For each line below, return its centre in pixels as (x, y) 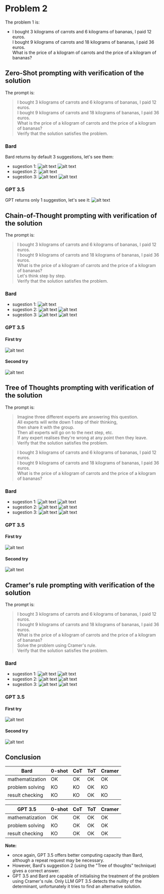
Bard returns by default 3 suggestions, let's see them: (59, 157)
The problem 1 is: (23, 22)
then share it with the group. (46, 427)
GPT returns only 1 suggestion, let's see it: (48, 200)
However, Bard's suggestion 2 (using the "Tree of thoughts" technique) (84, 866)
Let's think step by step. (41, 276)
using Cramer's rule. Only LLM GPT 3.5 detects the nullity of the (77, 881)
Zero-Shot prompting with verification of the (75, 73)
